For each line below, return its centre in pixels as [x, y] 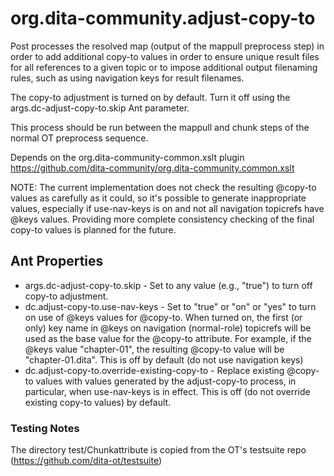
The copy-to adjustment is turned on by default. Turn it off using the [150, 97]
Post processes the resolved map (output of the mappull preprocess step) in [167, 46]
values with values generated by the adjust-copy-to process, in [166, 381]
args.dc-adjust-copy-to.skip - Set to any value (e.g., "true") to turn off [168, 285]
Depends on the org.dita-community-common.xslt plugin [127, 157]
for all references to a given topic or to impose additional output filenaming [164, 67]
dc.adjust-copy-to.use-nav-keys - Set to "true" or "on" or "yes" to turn [170, 306]
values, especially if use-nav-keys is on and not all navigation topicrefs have [167, 208]
